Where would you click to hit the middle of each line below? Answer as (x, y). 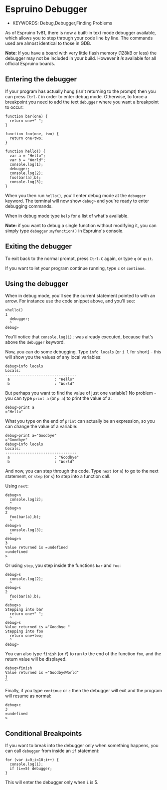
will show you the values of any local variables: (53, 357)
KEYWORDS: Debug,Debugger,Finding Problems (62, 23)
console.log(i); (26, 765)
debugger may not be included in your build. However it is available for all (81, 58)
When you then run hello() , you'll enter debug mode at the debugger (76, 195)
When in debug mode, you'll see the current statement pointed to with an (80, 296)
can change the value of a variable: (41, 426)
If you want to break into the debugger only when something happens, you (82, 746)
